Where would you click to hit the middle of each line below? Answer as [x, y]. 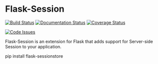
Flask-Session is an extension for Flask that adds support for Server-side [79, 41]
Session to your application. [33, 46]
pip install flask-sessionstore [34, 56]
